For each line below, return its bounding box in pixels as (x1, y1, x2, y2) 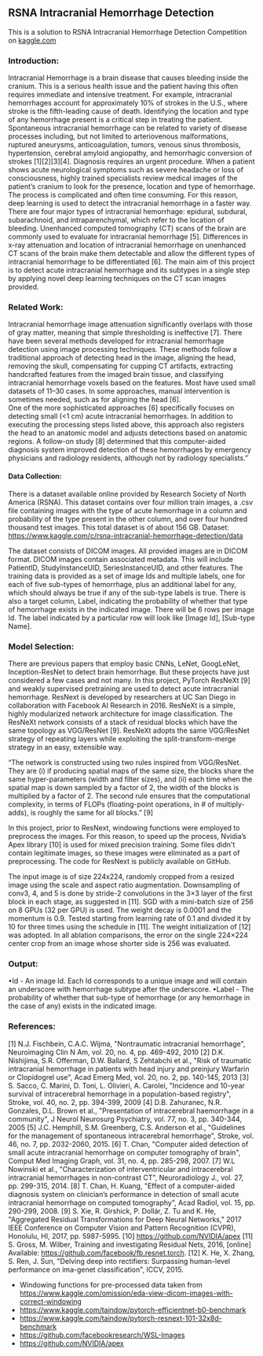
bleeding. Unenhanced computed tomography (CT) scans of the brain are (8, 224, 247, 233)
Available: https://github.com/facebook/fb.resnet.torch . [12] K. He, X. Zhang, (8, 1247, 255, 1258)
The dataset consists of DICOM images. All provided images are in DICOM (8, 546, 248, 556)
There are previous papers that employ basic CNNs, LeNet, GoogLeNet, (8, 659, 241, 668)
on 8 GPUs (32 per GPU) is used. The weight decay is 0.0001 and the (8, 905, 232, 914)
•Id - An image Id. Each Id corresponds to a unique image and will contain (8, 976, 247, 986)
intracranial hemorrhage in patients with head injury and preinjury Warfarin (8, 1064, 250, 1073)
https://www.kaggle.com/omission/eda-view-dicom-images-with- (19, 1288, 234, 1298)
